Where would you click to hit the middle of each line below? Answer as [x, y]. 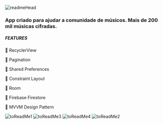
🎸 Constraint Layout [25, 79]
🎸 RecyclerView [21, 50]
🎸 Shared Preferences [27, 69]
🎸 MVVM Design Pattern [30, 107]
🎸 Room [13, 88]
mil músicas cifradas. [31, 26]
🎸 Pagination [18, 60]
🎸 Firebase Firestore [25, 97]
